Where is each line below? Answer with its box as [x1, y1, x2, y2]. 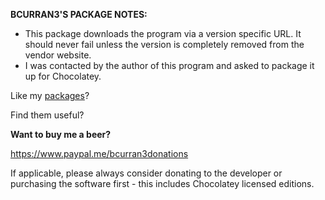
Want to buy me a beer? [10, 129, 112, 140]
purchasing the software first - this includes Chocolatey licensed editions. [10, 178, 315, 189]
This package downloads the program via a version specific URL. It [24, 28, 302, 39]
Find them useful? [10, 109, 85, 121]
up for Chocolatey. [24, 70, 102, 82]
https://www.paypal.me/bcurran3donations [10, 148, 189, 159]
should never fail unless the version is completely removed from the [24, 39, 305, 50]
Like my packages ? [10, 90, 90, 101]
